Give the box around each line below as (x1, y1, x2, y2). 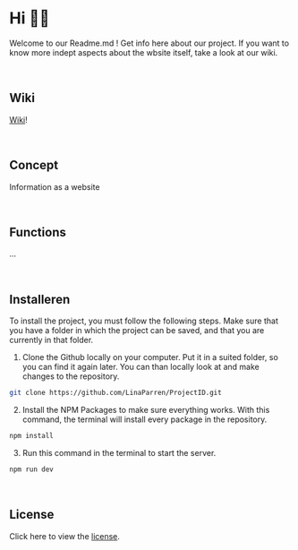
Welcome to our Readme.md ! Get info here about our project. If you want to (9, 38, 289, 48)
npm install (9, 432, 54, 441)
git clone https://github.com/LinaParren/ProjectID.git (9, 389, 222, 398)
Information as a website (9, 181, 100, 192)
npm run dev (9, 465, 54, 474)
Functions (9, 224, 67, 240)
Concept (9, 158, 59, 173)
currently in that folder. (9, 335, 94, 346)
